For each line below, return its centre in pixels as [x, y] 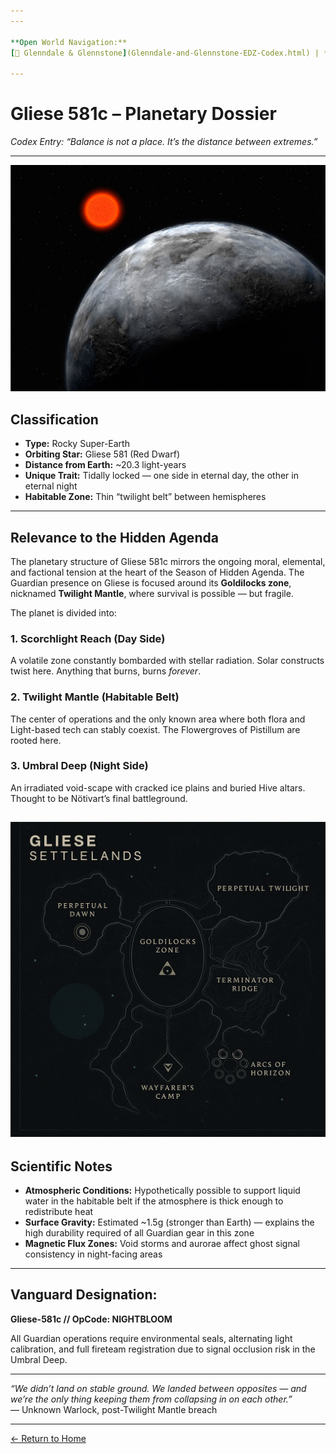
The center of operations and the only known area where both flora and [158, 719]
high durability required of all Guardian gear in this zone [139, 1233]
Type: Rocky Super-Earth [77, 444]
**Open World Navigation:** [69, 42]
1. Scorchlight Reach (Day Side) [88, 638]
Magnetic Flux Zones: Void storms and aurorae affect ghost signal [162, 1244]
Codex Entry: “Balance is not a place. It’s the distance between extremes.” [164, 142]
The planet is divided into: [63, 612]
